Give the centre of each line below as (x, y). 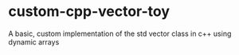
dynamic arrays (34, 41)
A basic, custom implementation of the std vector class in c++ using (120, 33)
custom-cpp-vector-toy (89, 12)
